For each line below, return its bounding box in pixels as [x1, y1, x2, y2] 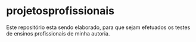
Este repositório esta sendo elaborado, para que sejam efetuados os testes [6, 24, 191, 31]
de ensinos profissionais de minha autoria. [6, 30, 110, 37]
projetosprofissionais [6, 4, 115, 18]
